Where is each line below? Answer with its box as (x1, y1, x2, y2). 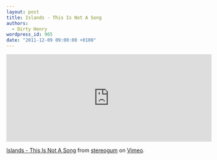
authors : (6, 20, 29, 26)
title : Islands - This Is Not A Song (6, 15, 102, 21)
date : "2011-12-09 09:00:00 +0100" (6, 37, 97, 43)
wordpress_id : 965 (6, 32, 53, 38)
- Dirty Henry (12, 26, 47, 32)
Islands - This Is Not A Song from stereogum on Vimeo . (6, 147, 145, 154)
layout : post (6, 9, 40, 15)
